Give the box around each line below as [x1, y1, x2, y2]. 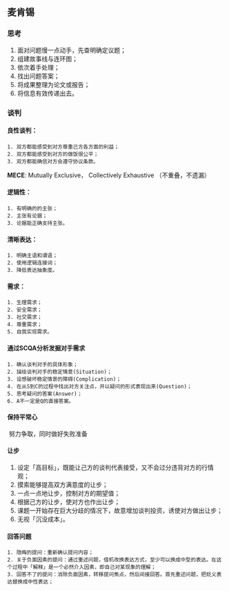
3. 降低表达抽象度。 [7, 267, 58, 274]
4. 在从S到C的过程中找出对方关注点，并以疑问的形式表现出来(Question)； [7, 383, 192, 390]
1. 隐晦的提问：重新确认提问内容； [7, 549, 94, 557]
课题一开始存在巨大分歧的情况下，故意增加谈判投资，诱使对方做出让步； [17, 506, 223, 515]
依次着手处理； [17, 63, 60, 71]
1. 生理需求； [7, 299, 43, 306]
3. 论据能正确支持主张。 [7, 220, 68, 227]
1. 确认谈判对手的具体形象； [7, 361, 79, 368]
